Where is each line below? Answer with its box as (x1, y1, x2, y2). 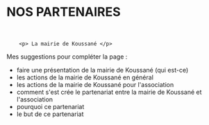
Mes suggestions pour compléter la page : (6, 52, 128, 61)
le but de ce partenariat (16, 110, 84, 118)
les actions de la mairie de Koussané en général (16, 73, 154, 81)
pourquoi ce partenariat (16, 102, 85, 110)
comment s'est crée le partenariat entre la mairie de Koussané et (16, 88, 202, 96)
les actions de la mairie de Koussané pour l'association (16, 80, 174, 88)
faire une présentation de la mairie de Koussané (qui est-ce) (16, 66, 189, 74)
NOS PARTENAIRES (6, 4, 121, 20)
